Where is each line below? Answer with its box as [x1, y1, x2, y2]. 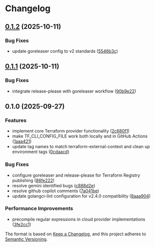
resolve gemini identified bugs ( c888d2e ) [12, 182, 96, 188]
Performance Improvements [5, 205, 74, 212]
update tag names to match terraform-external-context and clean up [12, 144, 150, 150]
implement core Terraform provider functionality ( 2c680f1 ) [12, 128, 130, 134]
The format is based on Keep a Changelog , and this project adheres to [5, 231, 146, 237]
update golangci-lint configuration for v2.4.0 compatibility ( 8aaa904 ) [12, 193, 151, 199]
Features [5, 117, 27, 124]
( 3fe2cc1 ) [12, 221, 32, 227]
